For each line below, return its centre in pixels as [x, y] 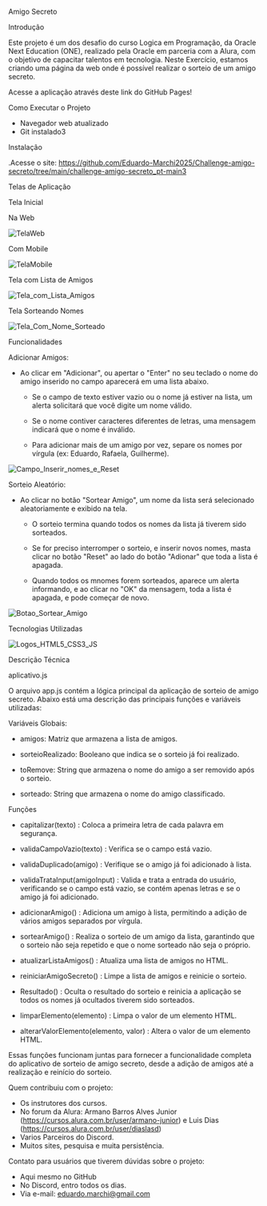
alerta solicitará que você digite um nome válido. [112, 405]
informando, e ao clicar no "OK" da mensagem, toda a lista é [132, 589]
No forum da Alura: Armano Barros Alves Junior [98, 1112]
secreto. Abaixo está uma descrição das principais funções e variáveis [125, 699]
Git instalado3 [43, 132]
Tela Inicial [26, 202]
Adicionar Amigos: [39, 357]
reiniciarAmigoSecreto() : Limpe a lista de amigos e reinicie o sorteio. [133, 976]
